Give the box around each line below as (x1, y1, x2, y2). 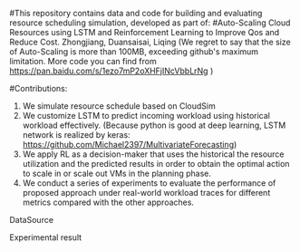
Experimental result (9, 232, 82, 243)
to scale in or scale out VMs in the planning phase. (22, 168, 211, 179)
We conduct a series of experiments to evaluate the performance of (22, 178, 276, 189)
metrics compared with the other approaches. (22, 197, 195, 208)
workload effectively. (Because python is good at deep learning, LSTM (22, 120, 286, 131)
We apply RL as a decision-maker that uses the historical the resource (22, 149, 285, 160)
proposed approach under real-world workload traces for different (22, 188, 271, 198)
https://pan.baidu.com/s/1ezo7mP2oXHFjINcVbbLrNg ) (9, 65, 214, 76)
